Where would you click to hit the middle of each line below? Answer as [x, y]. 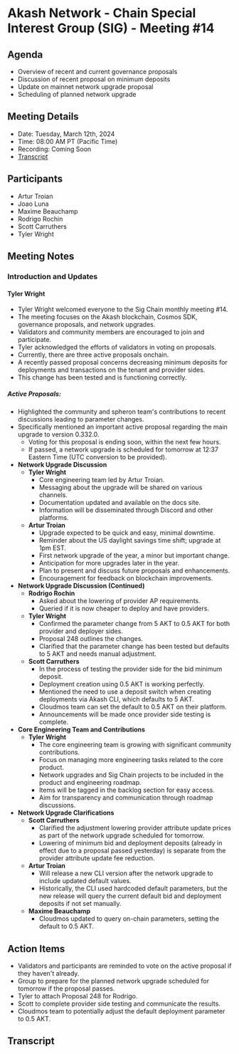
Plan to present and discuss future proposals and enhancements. [134, 570]
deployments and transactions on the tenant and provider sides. [111, 370]
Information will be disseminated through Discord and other [126, 510]
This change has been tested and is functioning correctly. [102, 377]
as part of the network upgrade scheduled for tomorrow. [122, 835]
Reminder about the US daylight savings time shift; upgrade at [130, 541]
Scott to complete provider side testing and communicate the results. [119, 1003]
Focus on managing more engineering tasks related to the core [131, 760]
